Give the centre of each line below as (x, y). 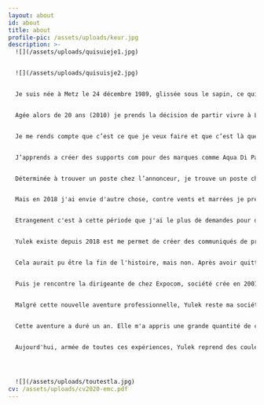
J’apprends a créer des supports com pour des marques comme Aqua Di (131, 157)
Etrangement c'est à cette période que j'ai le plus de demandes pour (133, 221)
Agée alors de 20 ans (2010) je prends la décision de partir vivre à (133, 115)
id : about (24, 23)
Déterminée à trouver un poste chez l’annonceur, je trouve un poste (131, 179)
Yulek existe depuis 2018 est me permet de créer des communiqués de (131, 242)
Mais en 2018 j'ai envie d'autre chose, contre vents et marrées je (130, 200)
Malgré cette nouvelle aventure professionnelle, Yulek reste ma (125, 305)
